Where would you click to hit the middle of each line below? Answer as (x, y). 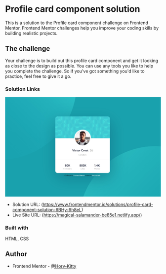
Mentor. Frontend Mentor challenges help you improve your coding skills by (82, 28)
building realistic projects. (31, 33)
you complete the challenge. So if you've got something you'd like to (75, 71)
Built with (17, 228)
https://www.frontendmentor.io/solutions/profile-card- (98, 205)
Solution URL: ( (27, 205)
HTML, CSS (17, 239)
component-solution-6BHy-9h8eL (47, 210)
